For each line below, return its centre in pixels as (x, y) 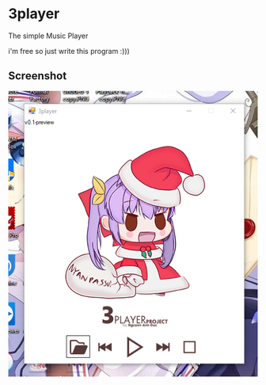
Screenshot (38, 76)
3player (34, 14)
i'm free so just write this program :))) (69, 51)
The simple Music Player (48, 36)
